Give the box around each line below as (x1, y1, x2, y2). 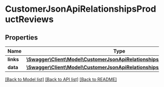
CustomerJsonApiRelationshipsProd (5, 3, 156, 15)
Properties (5, 33, 38, 42)
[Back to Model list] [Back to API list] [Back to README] (5, 77, 117, 82)
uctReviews (5, 14, 54, 25)
